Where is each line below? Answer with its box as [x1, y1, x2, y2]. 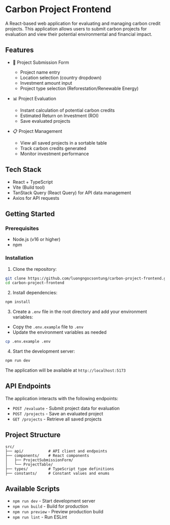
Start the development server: [12, 348, 75, 355]
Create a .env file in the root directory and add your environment [12, 308, 147, 315]
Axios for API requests [12, 195, 60, 201]
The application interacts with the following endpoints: [5, 395, 118, 401]
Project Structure [5, 431, 61, 439]
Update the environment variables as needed [12, 329, 107, 335]
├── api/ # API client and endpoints [5, 448, 108, 453]
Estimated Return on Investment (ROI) [20, 113, 99, 119]
